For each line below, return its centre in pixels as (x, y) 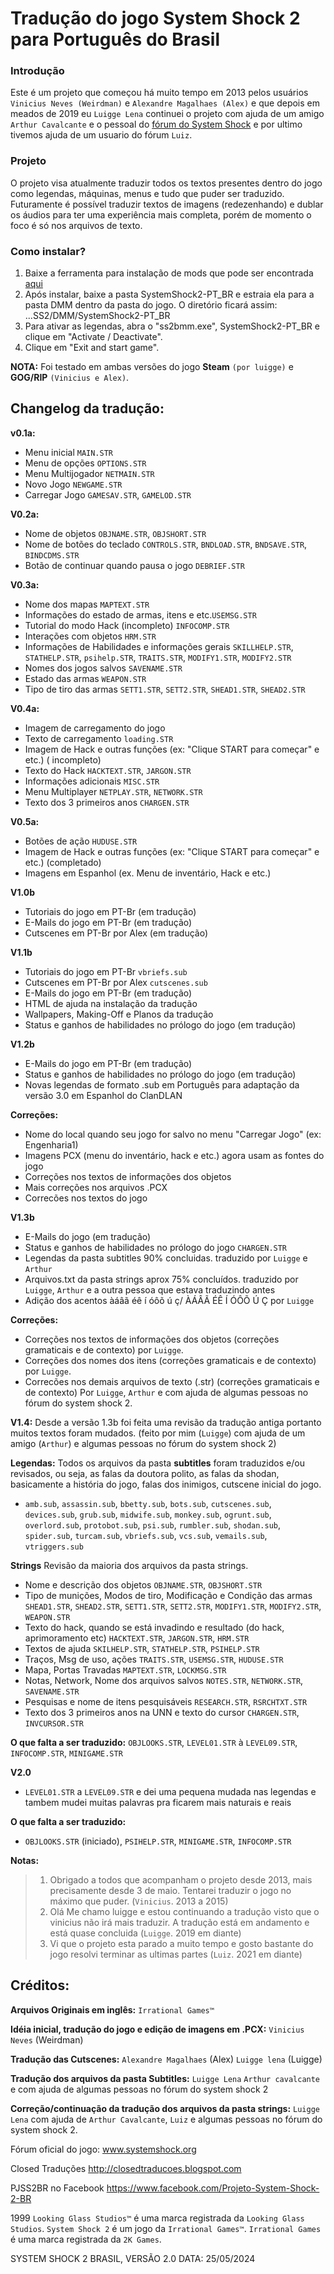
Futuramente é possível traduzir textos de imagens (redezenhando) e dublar (167, 204)
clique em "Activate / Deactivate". (93, 337)
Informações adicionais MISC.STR (92, 781)
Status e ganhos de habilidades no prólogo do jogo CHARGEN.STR (156, 1247)
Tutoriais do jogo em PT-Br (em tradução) (110, 911)
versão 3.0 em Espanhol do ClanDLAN (103, 1095)
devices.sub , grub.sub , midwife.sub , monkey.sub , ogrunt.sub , (148, 1514)
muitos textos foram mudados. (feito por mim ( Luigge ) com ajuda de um (158, 1433)
